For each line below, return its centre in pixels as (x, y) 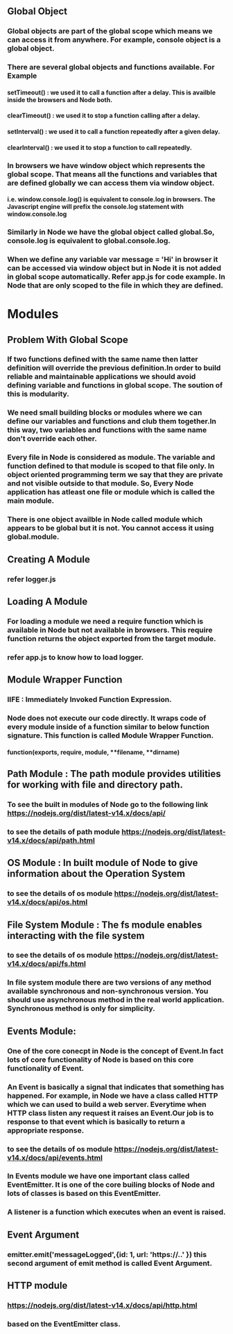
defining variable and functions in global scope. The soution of (115, 385)
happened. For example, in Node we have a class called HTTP (113, 1095)
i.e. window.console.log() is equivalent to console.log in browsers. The (111, 199)
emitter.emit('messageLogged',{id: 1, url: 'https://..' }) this (107, 1254)
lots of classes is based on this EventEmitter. (84, 1194)
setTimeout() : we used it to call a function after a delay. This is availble (112, 92)
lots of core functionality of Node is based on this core (101, 1060)
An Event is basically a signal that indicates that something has (116, 1087)
